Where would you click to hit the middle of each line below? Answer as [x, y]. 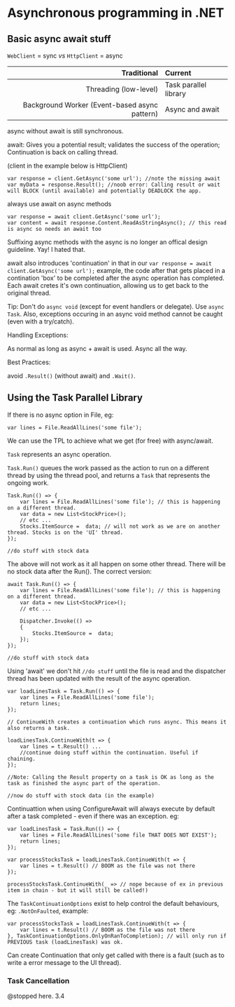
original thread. [29, 293]
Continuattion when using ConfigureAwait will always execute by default [111, 808]
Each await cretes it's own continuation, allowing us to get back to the [108, 285]
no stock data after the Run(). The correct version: [79, 571]
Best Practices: [29, 362]
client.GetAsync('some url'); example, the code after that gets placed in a [116, 271]
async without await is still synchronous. [65, 131]
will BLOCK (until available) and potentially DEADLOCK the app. [104, 191]
